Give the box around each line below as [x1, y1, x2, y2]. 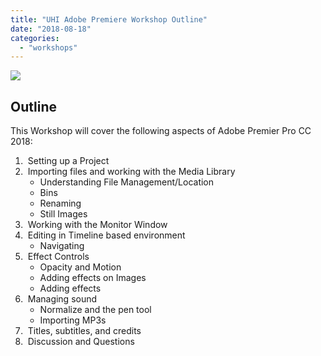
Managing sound [27, 293, 98, 305]
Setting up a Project [27, 155, 110, 167]
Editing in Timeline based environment [27, 229, 186, 241]
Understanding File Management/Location [39, 176, 215, 188]
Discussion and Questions [27, 336, 135, 348]
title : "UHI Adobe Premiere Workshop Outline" [10, 14, 208, 25]
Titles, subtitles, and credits [27, 325, 142, 337]
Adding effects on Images [39, 272, 147, 284]
